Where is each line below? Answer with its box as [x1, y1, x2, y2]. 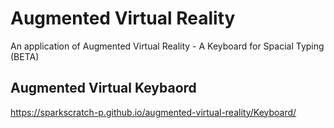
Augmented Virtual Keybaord [10, 80, 197, 97]
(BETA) [10, 50, 40, 62]
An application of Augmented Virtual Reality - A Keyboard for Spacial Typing [10, 40, 325, 52]
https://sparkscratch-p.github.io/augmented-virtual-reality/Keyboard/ [10, 106, 297, 118]
